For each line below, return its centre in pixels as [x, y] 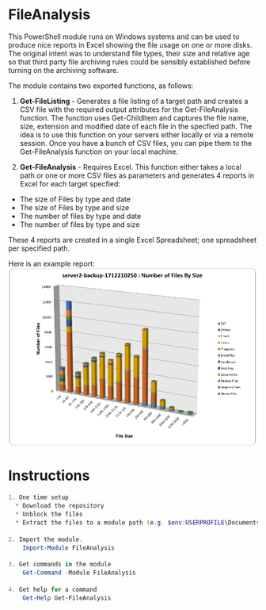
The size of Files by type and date [75, 199]
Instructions [49, 476]
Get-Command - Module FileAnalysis [79, 573]
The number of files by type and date [80, 216]
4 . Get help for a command [53, 590]
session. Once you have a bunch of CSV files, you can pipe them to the [136, 143]
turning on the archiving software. [63, 70]
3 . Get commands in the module [60, 565]
